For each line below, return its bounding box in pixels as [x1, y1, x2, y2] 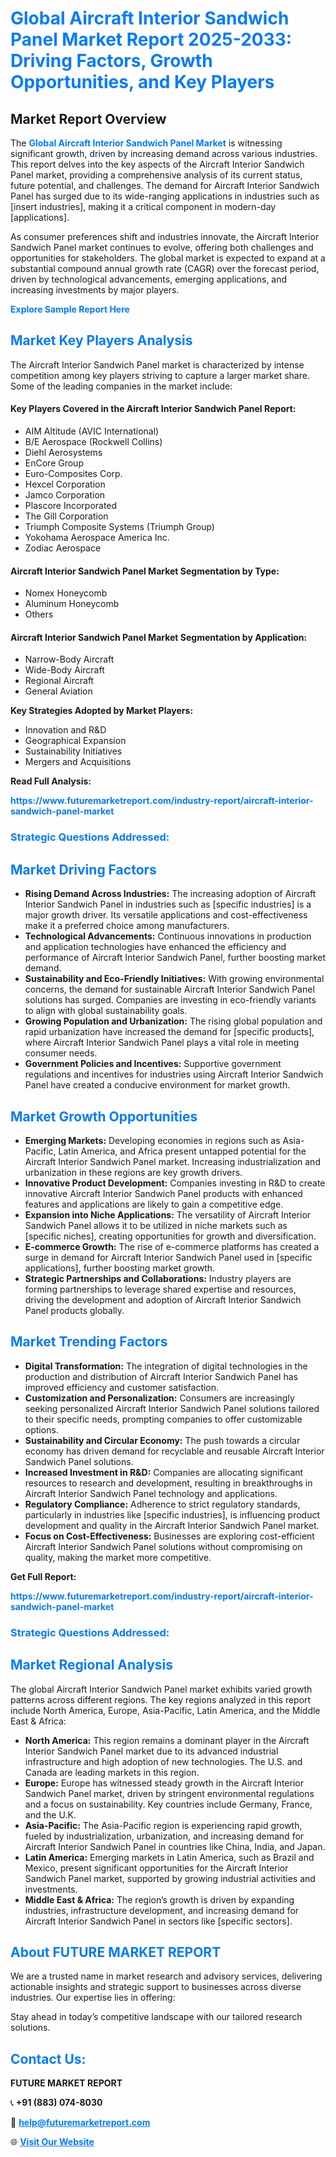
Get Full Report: [10, 1570, 77, 1582]
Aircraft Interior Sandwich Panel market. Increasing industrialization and [24, 1155, 321, 1167]
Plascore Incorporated [24, 500, 118, 512]
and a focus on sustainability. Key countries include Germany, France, [24, 1798, 313, 1810]
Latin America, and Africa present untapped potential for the [58, 1145, 307, 1157]
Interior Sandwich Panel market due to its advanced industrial [24, 1745, 279, 1757]
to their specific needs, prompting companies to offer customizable [24, 1413, 303, 1425]
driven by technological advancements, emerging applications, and [10, 273, 288, 285]
